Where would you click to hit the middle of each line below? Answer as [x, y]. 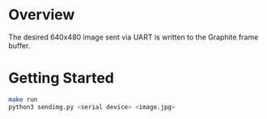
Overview [42, 15]
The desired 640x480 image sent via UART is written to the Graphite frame [133, 37]
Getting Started [61, 78]
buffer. [19, 45]
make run [23, 99]
